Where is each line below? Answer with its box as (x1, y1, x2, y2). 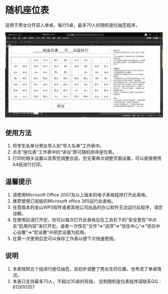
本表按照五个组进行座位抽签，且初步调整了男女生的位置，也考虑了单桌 (12, 265, 157, 271)
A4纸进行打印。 (12, 161, 45, 167)
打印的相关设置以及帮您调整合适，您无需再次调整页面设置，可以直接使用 (12, 155, 161, 161)
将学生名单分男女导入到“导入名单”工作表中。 (12, 142, 104, 148)
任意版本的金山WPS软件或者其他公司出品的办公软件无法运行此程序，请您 (12, 204, 163, 210)
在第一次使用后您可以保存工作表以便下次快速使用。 (12, 235, 118, 241)
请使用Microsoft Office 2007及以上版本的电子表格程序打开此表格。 (12, 191, 150, 197)
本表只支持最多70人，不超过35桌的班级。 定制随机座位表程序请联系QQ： (12, 278, 162, 284)
